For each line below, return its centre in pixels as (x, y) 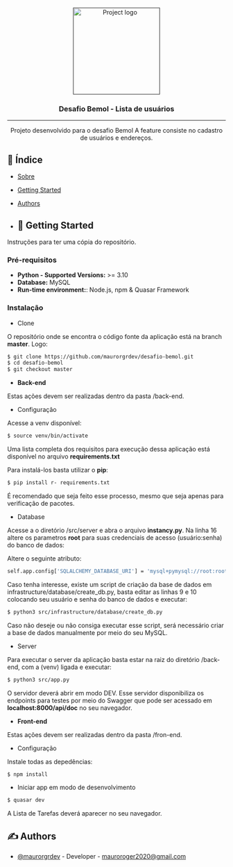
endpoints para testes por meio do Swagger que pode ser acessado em (110, 700)
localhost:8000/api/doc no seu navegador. (70, 708)
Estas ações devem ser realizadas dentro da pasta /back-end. (96, 396)
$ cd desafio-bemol (35, 363)
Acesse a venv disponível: (44, 423)
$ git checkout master (40, 370)
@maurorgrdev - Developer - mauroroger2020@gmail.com (102, 857)
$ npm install (28, 774)
